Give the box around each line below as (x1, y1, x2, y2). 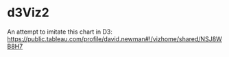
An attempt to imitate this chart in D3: (7, 27, 113, 36)
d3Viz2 (7, 5, 49, 21)
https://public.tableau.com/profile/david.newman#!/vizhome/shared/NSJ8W (7, 34, 223, 43)
